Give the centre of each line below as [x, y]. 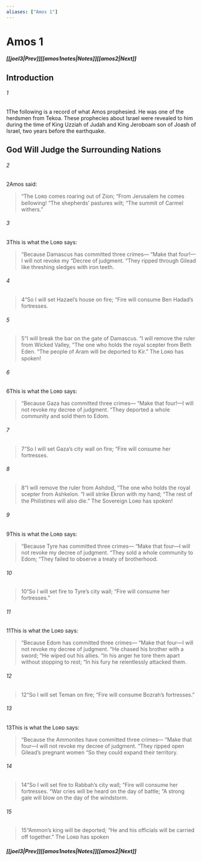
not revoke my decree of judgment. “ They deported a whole [95, 410]
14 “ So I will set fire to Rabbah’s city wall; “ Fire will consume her [99, 785]
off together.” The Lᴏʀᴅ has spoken [65, 837]
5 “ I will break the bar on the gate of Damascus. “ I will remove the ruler [108, 338]
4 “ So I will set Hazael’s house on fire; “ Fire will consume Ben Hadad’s [107, 300]
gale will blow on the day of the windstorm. [74, 798]
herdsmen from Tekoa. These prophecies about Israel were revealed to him [99, 118]
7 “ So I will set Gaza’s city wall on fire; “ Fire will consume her [96, 449]
